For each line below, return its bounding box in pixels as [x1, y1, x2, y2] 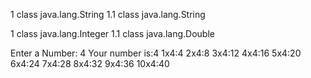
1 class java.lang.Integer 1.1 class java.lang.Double [10, 28, 215, 39]
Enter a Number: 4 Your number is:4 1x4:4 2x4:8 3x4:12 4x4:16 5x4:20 [10, 47, 302, 59]
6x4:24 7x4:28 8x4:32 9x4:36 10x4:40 [10, 58, 170, 69]
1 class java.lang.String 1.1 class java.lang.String [10, 9, 206, 20]
